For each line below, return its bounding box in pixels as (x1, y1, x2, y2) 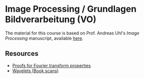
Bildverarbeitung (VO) (5, 14, 96, 25)
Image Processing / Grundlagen (5, 3, 137, 15)
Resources (5, 50, 39, 58)
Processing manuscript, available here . (5, 35, 84, 41)
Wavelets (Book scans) (12, 68, 59, 74)
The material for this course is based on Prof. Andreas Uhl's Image (5, 30, 140, 36)
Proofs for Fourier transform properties (12, 62, 91, 68)
